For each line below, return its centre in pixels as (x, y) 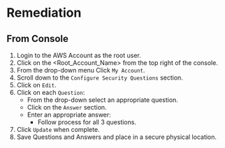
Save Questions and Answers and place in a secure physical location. (117, 137)
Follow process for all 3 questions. (87, 122)
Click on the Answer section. (67, 107)
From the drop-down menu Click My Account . (81, 70)
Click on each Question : (51, 92)
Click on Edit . (36, 85)
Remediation (44, 13)
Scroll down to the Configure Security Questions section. (100, 77)
